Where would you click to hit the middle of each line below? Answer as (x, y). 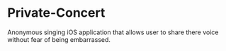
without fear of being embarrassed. (59, 39)
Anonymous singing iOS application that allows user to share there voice (113, 32)
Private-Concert (56, 13)
